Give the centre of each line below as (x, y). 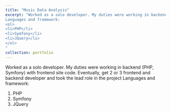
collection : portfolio (29, 52)
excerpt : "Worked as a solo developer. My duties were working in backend (86, 15)
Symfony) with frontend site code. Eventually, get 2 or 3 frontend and (78, 72)
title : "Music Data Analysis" (37, 10)
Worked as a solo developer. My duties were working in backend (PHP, (80, 67)
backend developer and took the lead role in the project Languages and (80, 78)
